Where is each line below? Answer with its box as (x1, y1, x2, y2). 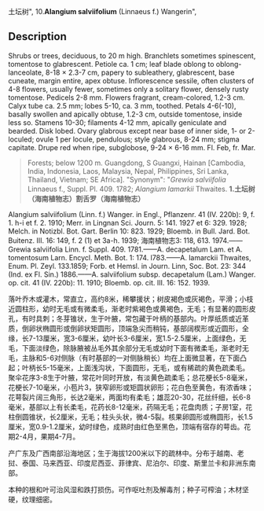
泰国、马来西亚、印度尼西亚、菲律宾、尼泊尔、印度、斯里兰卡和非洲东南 (21, 458, 256, 468)
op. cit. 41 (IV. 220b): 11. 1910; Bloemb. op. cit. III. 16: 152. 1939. (8, 278, 211, 287)
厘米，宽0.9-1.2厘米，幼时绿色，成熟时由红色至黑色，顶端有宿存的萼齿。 (8, 421, 244, 431)
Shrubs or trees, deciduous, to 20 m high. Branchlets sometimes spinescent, (8, 50, 256, 61)
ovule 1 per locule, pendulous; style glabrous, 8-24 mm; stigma (35, 134, 240, 144)
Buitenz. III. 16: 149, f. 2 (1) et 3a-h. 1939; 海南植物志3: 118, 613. (8, 235, 211, 245)
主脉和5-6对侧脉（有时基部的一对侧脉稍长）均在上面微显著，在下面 (21, 353, 240, 362)
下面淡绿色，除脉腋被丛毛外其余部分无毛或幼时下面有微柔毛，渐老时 (21, 343, 242, 352)
